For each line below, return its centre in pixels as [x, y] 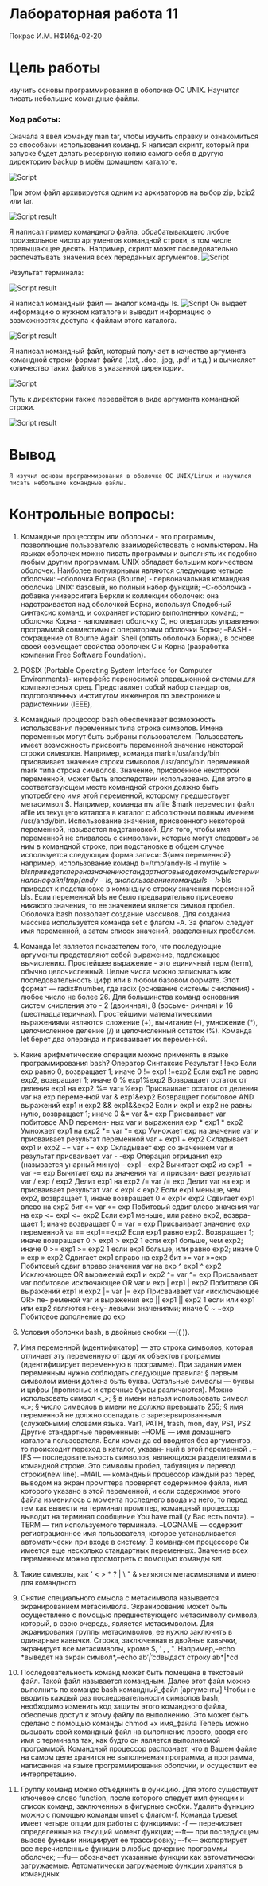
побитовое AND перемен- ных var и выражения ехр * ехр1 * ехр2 [132, 1122]
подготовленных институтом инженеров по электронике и [120, 696]
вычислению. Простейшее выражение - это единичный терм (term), [137, 963]
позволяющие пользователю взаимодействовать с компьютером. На [139, 545]
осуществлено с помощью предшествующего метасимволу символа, [140, 1615]
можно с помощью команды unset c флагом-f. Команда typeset [129, 1815]
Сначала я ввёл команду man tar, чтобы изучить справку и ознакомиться [134, 137]
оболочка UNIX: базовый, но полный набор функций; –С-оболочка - [136, 587]
